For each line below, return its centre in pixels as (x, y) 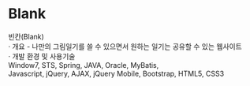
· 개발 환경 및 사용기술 (42, 56)
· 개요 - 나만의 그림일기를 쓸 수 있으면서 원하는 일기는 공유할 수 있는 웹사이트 (125, 46)
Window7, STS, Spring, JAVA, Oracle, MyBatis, (84, 65)
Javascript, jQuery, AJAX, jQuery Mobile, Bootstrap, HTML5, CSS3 (116, 73)
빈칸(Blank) (26, 36)
